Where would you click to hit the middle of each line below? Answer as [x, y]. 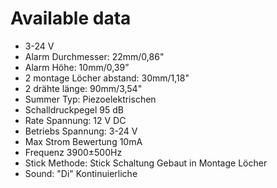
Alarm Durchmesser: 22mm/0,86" [94, 56]
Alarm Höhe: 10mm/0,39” [77, 67]
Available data [71, 18]
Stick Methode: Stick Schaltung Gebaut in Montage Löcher [146, 163]
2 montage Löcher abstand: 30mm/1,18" [107, 78]
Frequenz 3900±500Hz [73, 152]
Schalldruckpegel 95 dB [74, 109]
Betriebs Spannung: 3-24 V [81, 131]
